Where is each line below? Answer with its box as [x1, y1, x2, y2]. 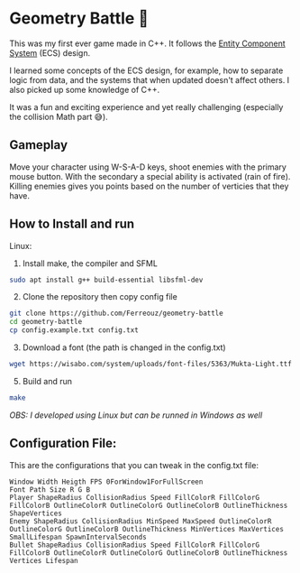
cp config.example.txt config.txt [9, 326, 140, 335]
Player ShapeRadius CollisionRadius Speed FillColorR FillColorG [9, 493, 259, 502]
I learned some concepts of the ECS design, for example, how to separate [9, 65, 284, 76]
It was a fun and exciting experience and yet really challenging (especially [9, 101, 284, 112]
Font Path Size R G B [9, 485, 91, 494]
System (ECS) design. [9, 47, 91, 58]
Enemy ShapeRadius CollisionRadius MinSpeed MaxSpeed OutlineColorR [9, 516, 272, 526]
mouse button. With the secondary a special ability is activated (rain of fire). [9, 171, 291, 181]
